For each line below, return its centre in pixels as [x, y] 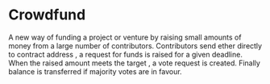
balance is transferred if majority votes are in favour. [96, 71]
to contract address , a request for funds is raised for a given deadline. [126, 54]
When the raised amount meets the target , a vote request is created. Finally [134, 63]
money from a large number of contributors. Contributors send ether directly [135, 45]
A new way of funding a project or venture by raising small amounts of [125, 37]
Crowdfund [47, 15]
